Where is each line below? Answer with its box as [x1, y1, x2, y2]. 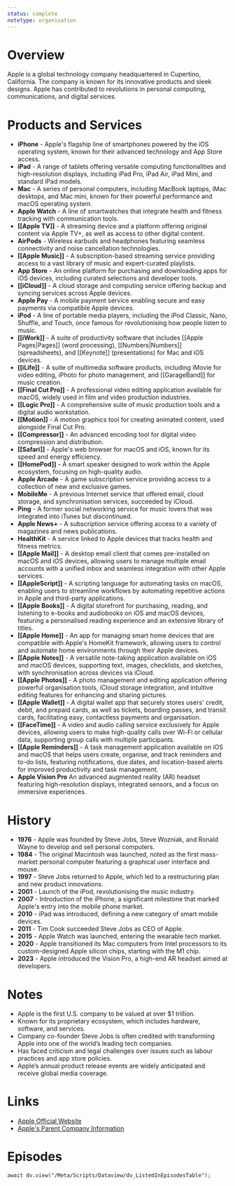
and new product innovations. [17, 880, 104, 888]
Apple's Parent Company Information [17, 1124, 124, 1133]
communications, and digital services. [7, 92, 117, 101]
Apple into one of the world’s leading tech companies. [17, 1040, 173, 1048]
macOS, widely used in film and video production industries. [17, 393, 191, 401]
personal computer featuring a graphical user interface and [39, 857, 210, 866]
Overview [7, 47, 65, 63]
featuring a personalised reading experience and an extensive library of [17, 616, 224, 625]
